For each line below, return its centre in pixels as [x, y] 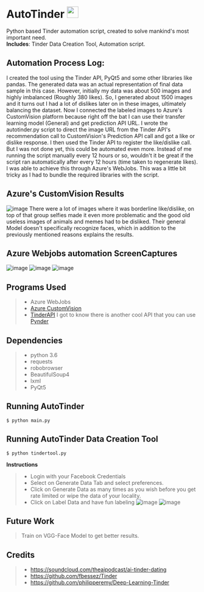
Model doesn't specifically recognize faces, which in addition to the [91, 228]
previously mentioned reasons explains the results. [70, 234]
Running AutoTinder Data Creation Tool [82, 439]
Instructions [22, 464]
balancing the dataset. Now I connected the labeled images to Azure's [94, 110]
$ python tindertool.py [37, 453]
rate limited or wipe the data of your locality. [86, 495]
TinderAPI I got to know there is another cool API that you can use [113, 315]
